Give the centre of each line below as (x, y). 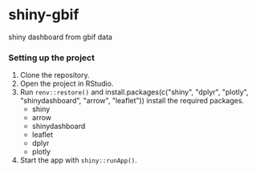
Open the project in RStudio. (67, 84)
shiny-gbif (44, 15)
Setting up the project (51, 58)
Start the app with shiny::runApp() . (79, 160)
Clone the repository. (55, 75)
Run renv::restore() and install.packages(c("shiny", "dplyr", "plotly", (134, 92)
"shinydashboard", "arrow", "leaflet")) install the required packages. (132, 101)
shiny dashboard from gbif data (60, 37)
